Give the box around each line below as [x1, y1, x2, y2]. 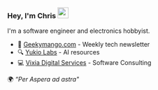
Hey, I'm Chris [7, 10, 57, 20]
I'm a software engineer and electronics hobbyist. [7, 27, 150, 35]
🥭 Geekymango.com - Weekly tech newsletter [17, 40, 150, 49]
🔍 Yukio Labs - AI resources [17, 48, 100, 57]
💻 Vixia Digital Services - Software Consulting [17, 59, 152, 67]
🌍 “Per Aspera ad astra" [7, 75, 80, 84]
